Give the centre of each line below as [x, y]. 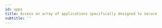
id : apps [14, 9]
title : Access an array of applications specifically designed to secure [81, 14]
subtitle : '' [18, 18]
